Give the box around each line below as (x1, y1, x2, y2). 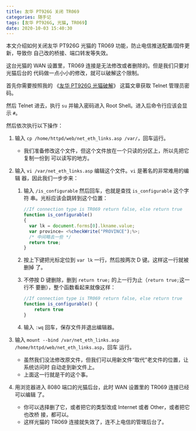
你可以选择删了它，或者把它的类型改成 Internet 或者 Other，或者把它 (23, 403, 190, 410)
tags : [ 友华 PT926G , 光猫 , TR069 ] (6, 20, 87, 25)
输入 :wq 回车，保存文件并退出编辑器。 (23, 323, 117, 330)
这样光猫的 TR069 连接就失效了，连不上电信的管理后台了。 (23, 418, 167, 425)
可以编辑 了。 (14, 391, 48, 398)
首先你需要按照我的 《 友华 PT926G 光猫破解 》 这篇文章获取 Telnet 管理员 (6, 82, 185, 89)
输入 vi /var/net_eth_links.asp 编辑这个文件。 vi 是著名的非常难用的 (14, 167, 184, 175)
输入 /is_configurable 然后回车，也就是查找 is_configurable (23, 187, 172, 194)
